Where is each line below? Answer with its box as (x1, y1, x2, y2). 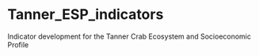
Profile (7, 39, 29, 49)
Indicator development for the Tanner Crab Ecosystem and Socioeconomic (7, 32, 251, 41)
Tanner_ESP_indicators (7, 6, 164, 24)
